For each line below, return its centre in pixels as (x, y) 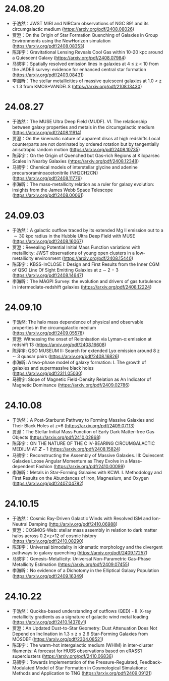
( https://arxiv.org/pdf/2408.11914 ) (47, 132)
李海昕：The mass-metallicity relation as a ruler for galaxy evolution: (83, 184)
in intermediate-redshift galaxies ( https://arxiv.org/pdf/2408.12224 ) (82, 287)
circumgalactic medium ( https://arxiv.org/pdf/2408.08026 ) (73, 29)
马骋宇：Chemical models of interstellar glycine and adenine (75, 167)
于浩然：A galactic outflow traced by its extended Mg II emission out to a (88, 230)
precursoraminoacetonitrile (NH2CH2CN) (55, 173)
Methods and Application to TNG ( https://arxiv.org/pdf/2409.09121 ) (82, 673)
